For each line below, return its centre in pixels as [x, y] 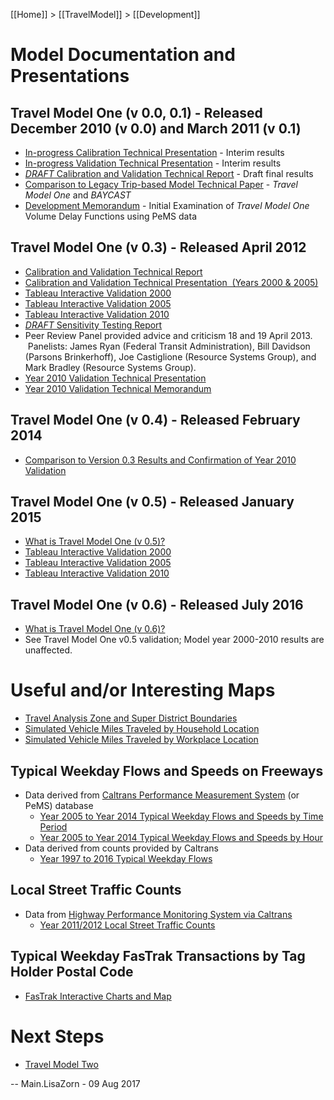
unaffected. [48, 650]
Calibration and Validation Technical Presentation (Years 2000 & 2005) [171, 282]
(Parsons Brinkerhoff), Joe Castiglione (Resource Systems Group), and [170, 356]
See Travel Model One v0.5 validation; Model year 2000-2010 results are [174, 640]
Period [53, 827]
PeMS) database [59, 805]
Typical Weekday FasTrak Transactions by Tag [158, 956]
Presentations [70, 76]
